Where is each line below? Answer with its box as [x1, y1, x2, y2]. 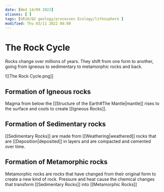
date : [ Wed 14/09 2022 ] [5, 7, 54, 12]
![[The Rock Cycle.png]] [5, 73, 54, 79]
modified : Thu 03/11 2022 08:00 [5, 21, 71, 26]
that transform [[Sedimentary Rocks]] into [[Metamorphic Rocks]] [5, 181, 137, 187]
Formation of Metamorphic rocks [5, 158, 108, 166]
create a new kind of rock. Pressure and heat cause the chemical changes [5, 176, 155, 182]
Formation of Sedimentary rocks [5, 120, 106, 128]
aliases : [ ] [5, 12, 32, 17]
